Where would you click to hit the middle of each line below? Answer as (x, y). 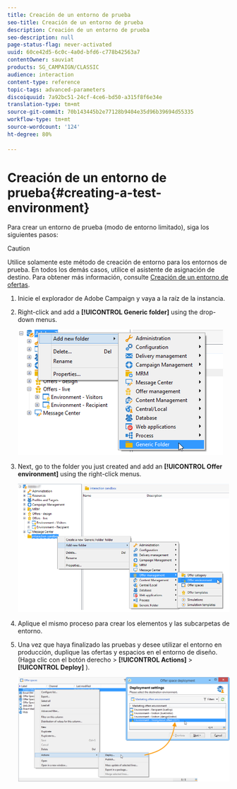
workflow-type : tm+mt (39, 120)
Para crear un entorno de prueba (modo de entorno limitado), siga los (108, 227)
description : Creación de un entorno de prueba (79, 30)
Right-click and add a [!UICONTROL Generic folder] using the (108, 312)
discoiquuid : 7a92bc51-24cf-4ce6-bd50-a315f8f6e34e (85, 97)
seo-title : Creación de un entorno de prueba (75, 22)
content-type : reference (44, 82)
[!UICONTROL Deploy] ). (54, 667)
